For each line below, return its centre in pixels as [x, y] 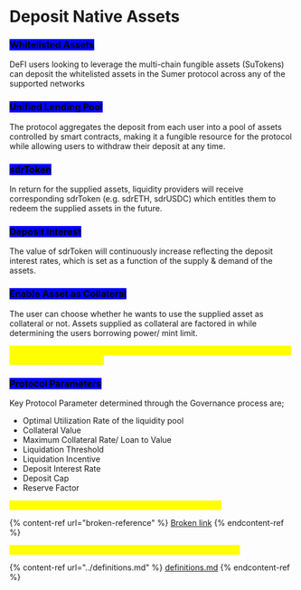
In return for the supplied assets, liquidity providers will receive [127, 189]
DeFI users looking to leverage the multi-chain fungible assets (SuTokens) [147, 64]
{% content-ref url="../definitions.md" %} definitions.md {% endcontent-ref [150, 567]
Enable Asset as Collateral [68, 294]
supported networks [47, 84]
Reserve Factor [51, 487]
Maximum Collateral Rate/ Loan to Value [97, 439]
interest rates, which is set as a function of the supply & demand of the [141, 261]
